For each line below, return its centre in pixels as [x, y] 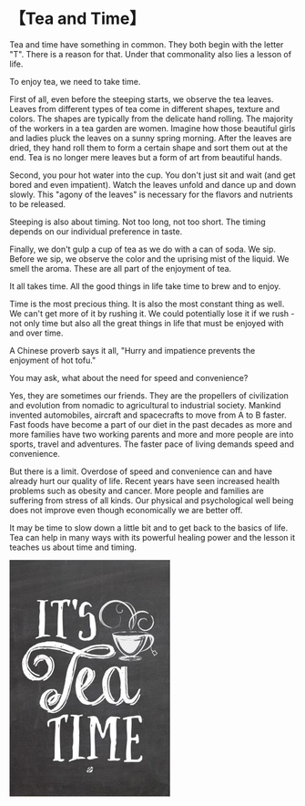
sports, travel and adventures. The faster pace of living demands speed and [152, 444]
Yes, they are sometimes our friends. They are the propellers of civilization [149, 395]
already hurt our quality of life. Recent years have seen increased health [145, 480]
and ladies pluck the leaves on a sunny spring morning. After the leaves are [151, 138]
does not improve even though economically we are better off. [126, 510]
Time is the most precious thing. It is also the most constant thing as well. [147, 304]
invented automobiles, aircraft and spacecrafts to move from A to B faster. [148, 415]
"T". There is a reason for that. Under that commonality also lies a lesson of [151, 54]
